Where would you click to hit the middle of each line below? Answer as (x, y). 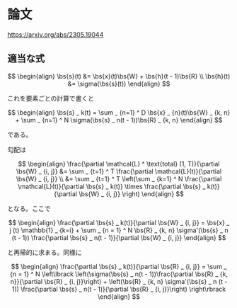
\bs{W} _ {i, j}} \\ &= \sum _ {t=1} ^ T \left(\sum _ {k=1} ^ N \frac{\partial (119, 178)
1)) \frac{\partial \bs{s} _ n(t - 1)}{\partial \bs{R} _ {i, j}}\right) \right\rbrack (119, 289)
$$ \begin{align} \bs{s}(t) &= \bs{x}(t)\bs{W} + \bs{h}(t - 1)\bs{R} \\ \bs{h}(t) (119, 76)
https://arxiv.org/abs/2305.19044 (56, 34)
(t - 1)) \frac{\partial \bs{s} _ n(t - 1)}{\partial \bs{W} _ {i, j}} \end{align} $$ (119, 237)
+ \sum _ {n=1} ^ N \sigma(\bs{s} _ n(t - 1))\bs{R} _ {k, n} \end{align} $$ (119, 120)
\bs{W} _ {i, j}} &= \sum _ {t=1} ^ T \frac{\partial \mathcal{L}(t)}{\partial (119, 171)
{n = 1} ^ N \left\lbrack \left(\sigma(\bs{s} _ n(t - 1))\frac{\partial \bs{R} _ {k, (119, 274)
